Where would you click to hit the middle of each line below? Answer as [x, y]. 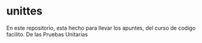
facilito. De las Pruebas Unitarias [47, 34]
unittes [24, 11]
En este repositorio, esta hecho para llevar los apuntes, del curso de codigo [101, 28]
